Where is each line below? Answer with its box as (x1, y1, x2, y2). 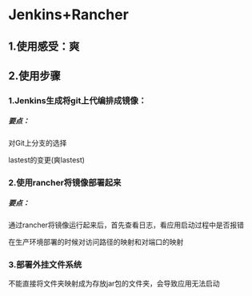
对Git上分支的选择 (8, 138, 67, 147)
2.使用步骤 (8, 69, 62, 82)
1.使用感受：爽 (8, 39, 80, 53)
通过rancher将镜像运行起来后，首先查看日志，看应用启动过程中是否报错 (8, 220, 245, 230)
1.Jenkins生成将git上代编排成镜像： (8, 94, 146, 106)
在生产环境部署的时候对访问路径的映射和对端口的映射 (8, 237, 184, 246)
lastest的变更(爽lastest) (8, 154, 86, 165)
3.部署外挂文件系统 (8, 258, 82, 270)
